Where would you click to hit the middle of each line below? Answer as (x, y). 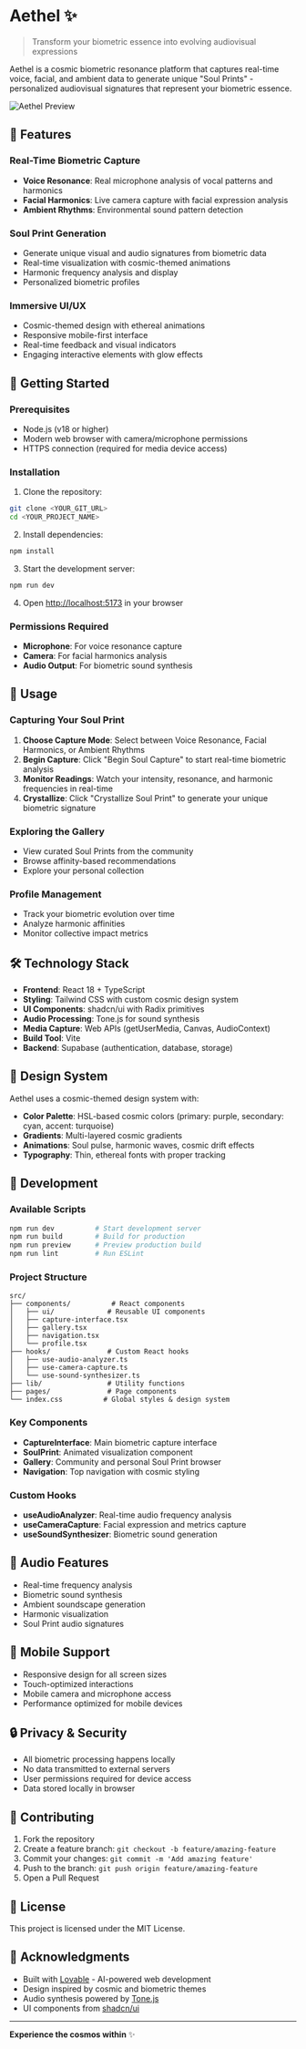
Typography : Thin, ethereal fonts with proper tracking (124, 1155)
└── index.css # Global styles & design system (120, 1400)
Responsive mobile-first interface (85, 335)
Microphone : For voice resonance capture (102, 646)
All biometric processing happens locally (99, 1759)
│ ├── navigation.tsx (55, 1336)
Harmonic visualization (66, 1613)
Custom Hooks (43, 1495)
